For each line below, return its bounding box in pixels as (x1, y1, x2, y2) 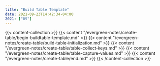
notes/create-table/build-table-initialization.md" (5, 40, 102, 46)
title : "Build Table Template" (5, 7, 69, 12)
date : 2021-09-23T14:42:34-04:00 (5, 12, 74, 17)
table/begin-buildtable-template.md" (5, 35, 80, 41)
